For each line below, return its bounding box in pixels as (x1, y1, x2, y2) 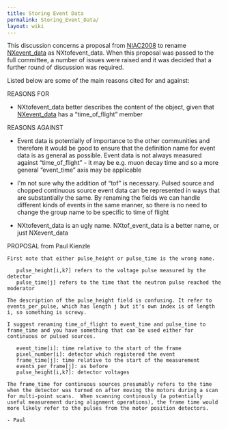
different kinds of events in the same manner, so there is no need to (16, 201, 208, 209)
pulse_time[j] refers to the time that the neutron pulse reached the (16, 279, 222, 286)
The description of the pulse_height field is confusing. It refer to (7, 297, 212, 304)
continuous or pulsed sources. (7, 333, 96, 340)
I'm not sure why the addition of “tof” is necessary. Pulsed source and (16, 179, 214, 187)
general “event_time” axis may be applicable (16, 166, 142, 174)
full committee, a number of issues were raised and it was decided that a (7, 56, 212, 64)
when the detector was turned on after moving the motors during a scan (7, 387, 218, 394)
